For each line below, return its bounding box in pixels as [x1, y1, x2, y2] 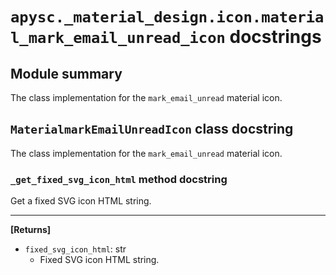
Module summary [10, 65, 123, 82]
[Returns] [10, 224, 52, 236]
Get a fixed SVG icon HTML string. [10, 195, 152, 207]
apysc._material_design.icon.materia [10, 8, 325, 27]
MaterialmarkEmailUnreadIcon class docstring [10, 121, 294, 138]
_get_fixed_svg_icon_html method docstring [10, 172, 228, 186]
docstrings [229, 26, 322, 48]
